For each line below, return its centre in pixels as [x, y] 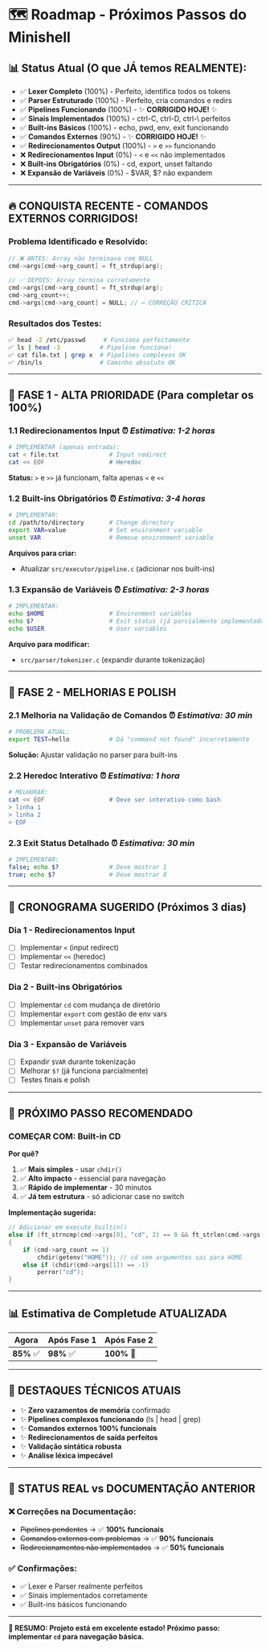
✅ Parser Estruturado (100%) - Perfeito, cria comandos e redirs [126, 100]
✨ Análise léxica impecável [66, 1455]
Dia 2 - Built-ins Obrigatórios [65, 987]
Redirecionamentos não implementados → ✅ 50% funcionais [122, 1547]
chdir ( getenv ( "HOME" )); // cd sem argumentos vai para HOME [140, 1257]
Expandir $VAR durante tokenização [78, 1062]
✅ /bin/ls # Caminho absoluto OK [92, 362]
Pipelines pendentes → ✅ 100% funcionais [92, 1529]
